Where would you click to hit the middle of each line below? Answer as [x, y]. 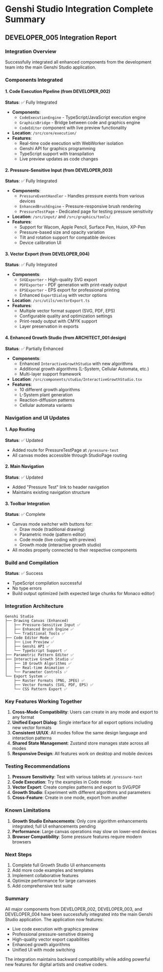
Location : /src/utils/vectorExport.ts [51, 300]
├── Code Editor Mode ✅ [30, 638]
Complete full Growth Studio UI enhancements [59, 865]
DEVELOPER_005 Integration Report [61, 37]
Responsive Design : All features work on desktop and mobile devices [82, 753]
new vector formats [32, 728]
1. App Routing [20, 429]
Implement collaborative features [45, 875]
